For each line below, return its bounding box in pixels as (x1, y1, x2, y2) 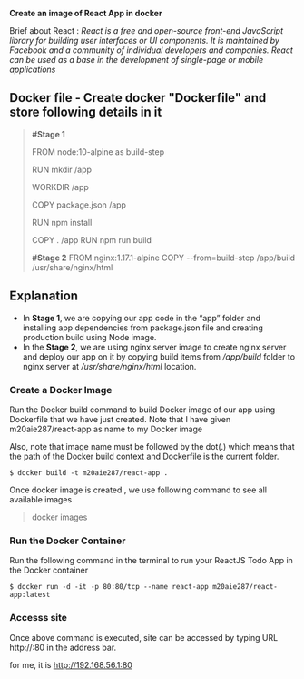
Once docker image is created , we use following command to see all (9, 484, 268, 495)
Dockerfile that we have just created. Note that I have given (9, 413, 231, 424)
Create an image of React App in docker (9, 8, 162, 18)
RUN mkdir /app (31, 164, 93, 175)
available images (9, 493, 73, 504)
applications (9, 64, 56, 75)
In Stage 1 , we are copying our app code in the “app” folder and (22, 312, 261, 323)
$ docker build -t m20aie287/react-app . (9, 468, 169, 477)
